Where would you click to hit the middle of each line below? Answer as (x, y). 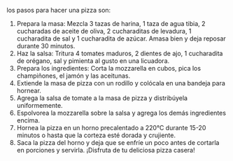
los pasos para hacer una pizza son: (59, 10)
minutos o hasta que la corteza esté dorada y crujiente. (96, 135)
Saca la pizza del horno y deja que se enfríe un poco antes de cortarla (118, 142)
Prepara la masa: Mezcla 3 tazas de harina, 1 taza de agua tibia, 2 (111, 23)
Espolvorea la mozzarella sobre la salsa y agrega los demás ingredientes (121, 113)
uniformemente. (40, 105)
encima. (28, 120)
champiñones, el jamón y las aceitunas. (73, 76)
